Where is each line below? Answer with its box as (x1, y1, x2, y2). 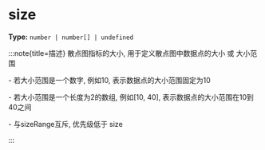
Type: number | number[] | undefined (8, 32, 134, 41)
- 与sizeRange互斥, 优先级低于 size (8, 119, 124, 128)
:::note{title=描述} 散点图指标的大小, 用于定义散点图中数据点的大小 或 (8, 48, 235, 57)
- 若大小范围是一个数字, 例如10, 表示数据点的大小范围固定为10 (8, 75, 212, 85)
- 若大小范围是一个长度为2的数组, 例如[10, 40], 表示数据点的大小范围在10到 (8, 92, 254, 101)
